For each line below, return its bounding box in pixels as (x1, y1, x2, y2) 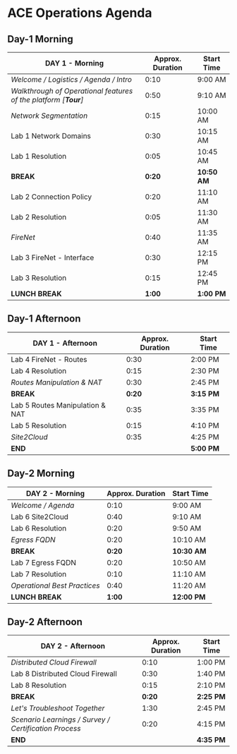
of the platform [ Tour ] (11, 95, 84, 104)
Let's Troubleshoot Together (11, 703, 105, 713)
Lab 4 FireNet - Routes (11, 354, 87, 364)
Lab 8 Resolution (11, 681, 67, 691)
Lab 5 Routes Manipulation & (11, 400, 106, 410)
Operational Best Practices (11, 580, 100, 590)
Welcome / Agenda (11, 500, 75, 510)
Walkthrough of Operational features (11, 86, 133, 96)
